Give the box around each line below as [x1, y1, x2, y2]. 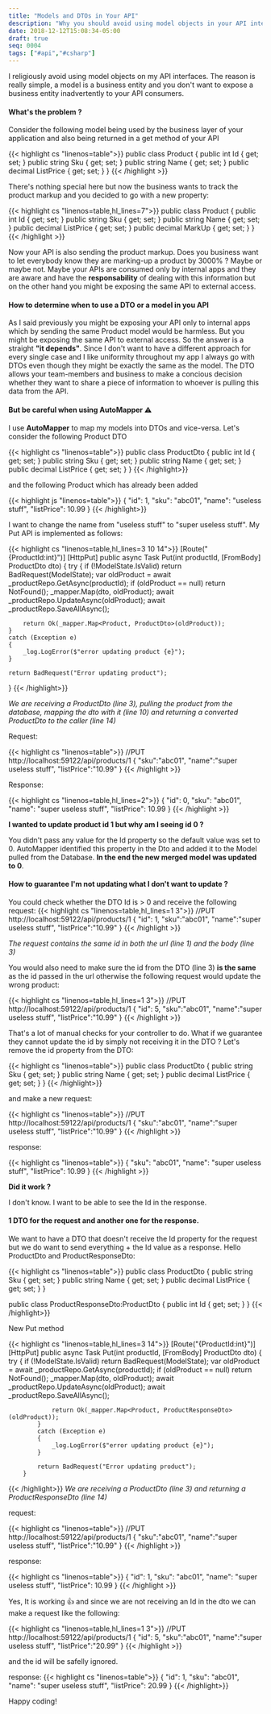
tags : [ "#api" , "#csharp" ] [8, 49, 95, 57]
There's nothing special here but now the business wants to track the [8, 182, 239, 192]
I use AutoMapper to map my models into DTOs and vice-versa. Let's [8, 422, 240, 432]
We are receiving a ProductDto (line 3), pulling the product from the [8, 698, 233, 708]
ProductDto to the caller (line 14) [8, 715, 117, 726]
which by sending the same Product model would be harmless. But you [8, 327, 244, 336]
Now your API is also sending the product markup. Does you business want [8, 248, 259, 257]
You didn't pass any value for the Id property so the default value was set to [8, 835, 261, 845]
